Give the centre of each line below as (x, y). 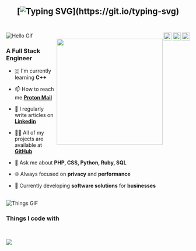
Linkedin (25, 121)
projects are (29, 139)
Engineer (19, 58)
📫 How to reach (34, 89)
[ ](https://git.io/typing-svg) (98, 11)
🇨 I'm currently (33, 71)
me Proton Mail (33, 98)
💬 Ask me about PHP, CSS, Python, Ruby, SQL (70, 163)
